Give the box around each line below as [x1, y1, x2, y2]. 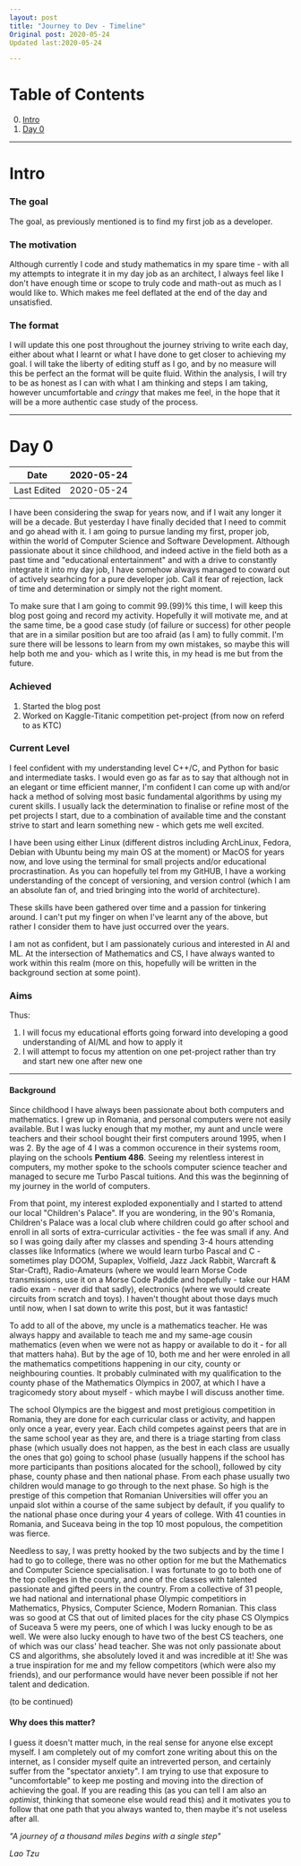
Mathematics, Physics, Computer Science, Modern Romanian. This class [9, 1602, 278, 1614]
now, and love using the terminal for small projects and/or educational [9, 855, 267, 866]
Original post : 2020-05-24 [9, 30, 110, 39]
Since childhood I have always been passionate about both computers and [9, 1105, 285, 1115]
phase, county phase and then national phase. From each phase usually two [9, 1471, 291, 1482]
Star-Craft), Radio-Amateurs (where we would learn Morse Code [9, 1265, 248, 1276]
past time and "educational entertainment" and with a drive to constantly [9, 555, 278, 566]
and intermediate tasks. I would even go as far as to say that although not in [9, 772, 289, 783]
